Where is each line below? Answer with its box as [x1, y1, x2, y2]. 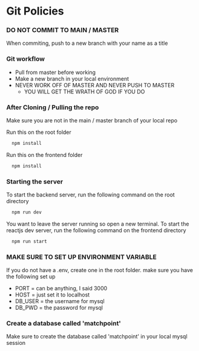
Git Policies [6, 4, 65, 18]
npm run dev [11, 209, 42, 216]
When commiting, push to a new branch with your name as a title [6, 39, 168, 47]
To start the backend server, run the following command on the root [6, 191, 175, 198]
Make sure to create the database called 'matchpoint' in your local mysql [6, 333, 188, 340]
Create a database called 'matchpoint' [6, 319, 121, 328]
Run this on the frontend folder [6, 151, 83, 158]
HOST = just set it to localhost [15, 291, 90, 298]
